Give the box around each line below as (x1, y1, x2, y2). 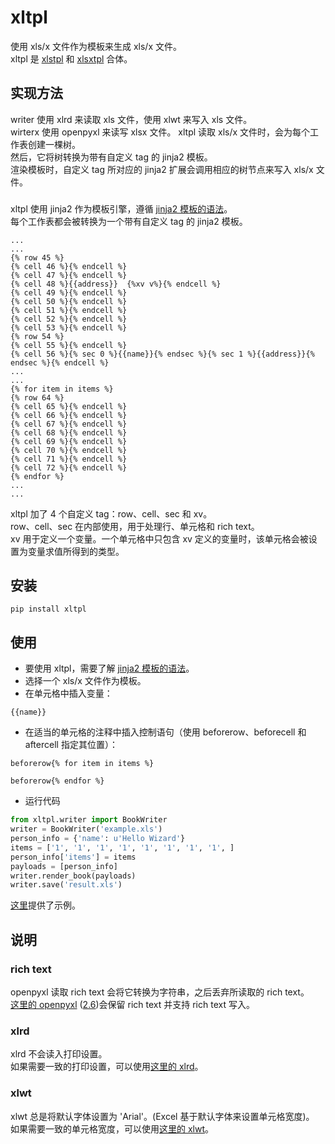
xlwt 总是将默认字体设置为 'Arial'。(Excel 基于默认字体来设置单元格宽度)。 (10, 1110, 315, 1122)
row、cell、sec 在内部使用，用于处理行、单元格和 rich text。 (10, 520, 260, 532)
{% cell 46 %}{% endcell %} (10, 261, 128, 271)
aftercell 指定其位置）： (24, 739, 118, 751)
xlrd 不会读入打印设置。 (10, 1048, 108, 1060)
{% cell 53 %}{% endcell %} (10, 322, 128, 333)
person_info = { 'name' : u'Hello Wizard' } (10, 834, 186, 844)
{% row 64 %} (10, 392, 65, 403)
